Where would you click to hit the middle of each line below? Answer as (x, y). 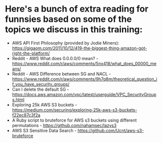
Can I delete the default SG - (40, 89)
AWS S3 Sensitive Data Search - (44, 130)
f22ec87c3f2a (26, 115)
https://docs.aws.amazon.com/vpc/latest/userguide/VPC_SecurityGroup (84, 94)
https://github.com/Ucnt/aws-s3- (111, 130)
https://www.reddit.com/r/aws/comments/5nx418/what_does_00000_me (84, 64)
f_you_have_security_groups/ (41, 84)
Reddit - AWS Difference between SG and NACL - (61, 74)
